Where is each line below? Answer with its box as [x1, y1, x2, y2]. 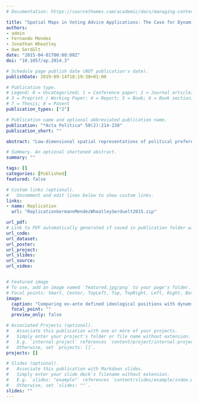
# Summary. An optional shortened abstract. [6, 149, 117, 155]
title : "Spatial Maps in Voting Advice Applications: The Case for [6, 19, 176, 25]
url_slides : [6, 252, 35, 258]
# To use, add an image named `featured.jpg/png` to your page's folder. [6, 284, 192, 290]
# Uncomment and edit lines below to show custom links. [6, 192, 154, 198]
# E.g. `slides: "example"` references [6, 377, 110, 383]
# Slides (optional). [6, 361, 60, 366]
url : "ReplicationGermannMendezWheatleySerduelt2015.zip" [11, 209, 157, 215]
